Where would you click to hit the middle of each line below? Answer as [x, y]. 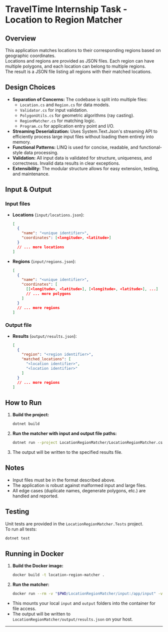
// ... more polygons [48, 294]
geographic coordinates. [30, 56]
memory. [21, 142]
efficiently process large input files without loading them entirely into [83, 137]
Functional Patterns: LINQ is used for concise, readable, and [75, 147]
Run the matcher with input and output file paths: [64, 433]
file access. [24, 608]
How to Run [23, 403]
